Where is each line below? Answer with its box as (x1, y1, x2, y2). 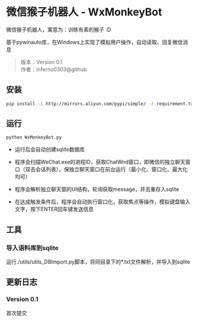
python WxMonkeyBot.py (6, 134, 62, 140)
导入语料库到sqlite (6, 244, 59, 252)
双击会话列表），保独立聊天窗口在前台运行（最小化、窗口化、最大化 (25, 166, 188, 173)
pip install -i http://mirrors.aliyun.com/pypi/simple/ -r (6, 101, 154, 107)
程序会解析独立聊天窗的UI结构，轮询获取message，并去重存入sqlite (14, 186, 180, 193)
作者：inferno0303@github (20, 65, 87, 73)
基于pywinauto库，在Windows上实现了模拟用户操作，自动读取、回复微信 (6, 38, 183, 45)
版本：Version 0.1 (20, 58, 63, 65)
